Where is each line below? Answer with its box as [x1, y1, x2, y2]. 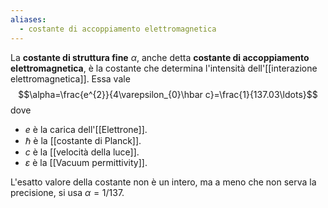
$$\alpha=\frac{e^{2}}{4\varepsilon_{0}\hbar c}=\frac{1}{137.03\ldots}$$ [18, 88, 318, 100]
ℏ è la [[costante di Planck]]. [24, 134, 142, 146]
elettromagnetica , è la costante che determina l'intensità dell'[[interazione [10, 62, 318, 74]
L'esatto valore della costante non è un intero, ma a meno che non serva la [10, 176, 317, 188]
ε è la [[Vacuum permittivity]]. [24, 156, 148, 168]
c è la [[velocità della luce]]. [24, 146, 140, 158]
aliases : [10, 14, 47, 25]
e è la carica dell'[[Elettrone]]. [24, 123, 148, 135]
